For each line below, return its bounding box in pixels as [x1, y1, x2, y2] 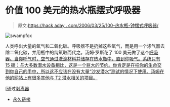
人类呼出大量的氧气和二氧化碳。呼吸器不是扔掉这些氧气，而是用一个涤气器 [5, 43, 160, 49]
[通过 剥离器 [5, 85, 29, 91]
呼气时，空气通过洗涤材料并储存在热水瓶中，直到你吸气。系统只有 [22, 55, 160, 61]
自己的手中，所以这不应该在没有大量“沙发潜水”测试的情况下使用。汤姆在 [14, 68, 164, 74]
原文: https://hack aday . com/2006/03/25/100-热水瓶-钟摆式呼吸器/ [17, 22, 159, 28]
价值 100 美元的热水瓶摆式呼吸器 [5, 5, 141, 16]
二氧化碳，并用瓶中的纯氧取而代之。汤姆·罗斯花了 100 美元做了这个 [9, 49, 150, 55]
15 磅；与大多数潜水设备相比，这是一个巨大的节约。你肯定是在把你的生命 [5, 62, 157, 68]
